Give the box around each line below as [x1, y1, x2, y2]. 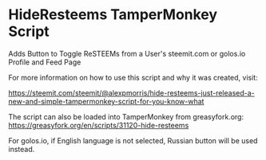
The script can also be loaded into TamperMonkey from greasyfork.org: [8, 111, 244, 121]
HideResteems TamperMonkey [8, 6, 218, 24]
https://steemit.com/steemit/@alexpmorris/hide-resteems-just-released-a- [8, 88, 256, 97]
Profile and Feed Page [8, 57, 81, 67]
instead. [8, 144, 35, 154]
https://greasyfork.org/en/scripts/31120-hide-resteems [8, 120, 189, 130]
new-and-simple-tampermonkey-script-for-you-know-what [8, 96, 204, 106]
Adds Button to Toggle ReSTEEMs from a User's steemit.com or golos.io [8, 49, 246, 58]
